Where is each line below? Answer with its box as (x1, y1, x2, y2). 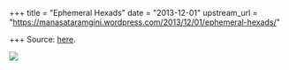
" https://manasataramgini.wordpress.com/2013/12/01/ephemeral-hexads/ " (9, 17, 280, 27)
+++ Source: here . (9, 35, 77, 44)
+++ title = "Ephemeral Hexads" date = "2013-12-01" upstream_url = (9, 8, 258, 18)
